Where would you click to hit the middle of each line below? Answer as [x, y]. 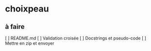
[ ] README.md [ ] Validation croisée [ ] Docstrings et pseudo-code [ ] [76, 38]
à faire [15, 27]
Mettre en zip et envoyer [30, 43]
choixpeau [27, 9]
